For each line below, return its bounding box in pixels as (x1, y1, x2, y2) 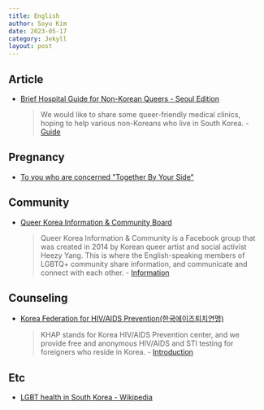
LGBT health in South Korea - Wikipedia (19, 392, 153, 403)
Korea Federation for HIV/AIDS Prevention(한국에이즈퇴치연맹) (19, 314, 224, 324)
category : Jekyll (8, 34, 67, 43)
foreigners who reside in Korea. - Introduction (40, 347, 193, 357)
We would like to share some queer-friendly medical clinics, (40, 109, 241, 119)
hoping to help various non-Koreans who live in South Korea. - (40, 118, 249, 128)
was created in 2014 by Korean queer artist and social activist (40, 242, 247, 251)
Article (8, 72, 44, 86)
